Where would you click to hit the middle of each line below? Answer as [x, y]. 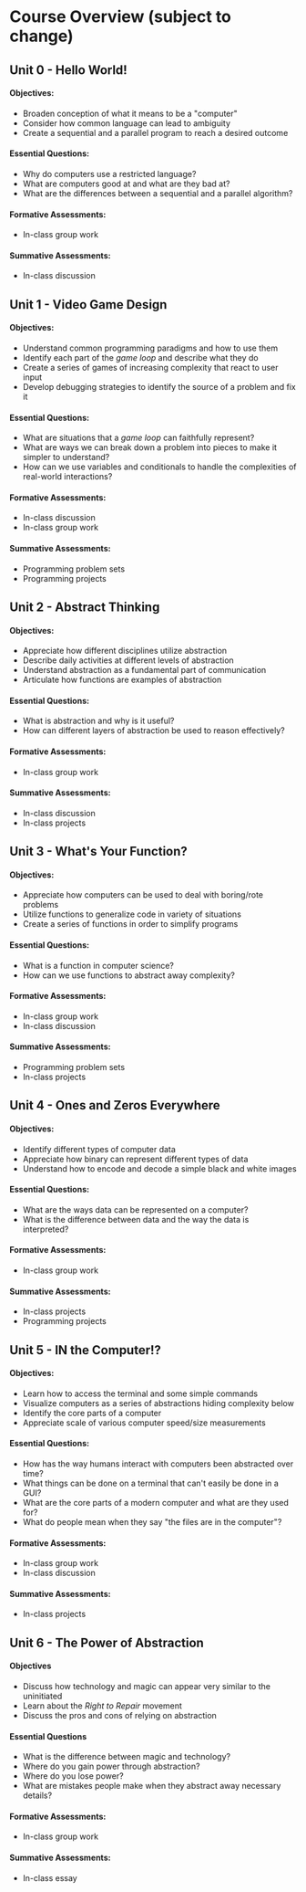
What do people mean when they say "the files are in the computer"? [152, 1522]
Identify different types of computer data [99, 1149]
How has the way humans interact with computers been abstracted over [158, 1464]
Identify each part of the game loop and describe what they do [140, 357]
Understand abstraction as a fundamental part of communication [144, 670]
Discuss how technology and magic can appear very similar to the [147, 1686]
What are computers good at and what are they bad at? [126, 184]
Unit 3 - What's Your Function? [99, 851]
